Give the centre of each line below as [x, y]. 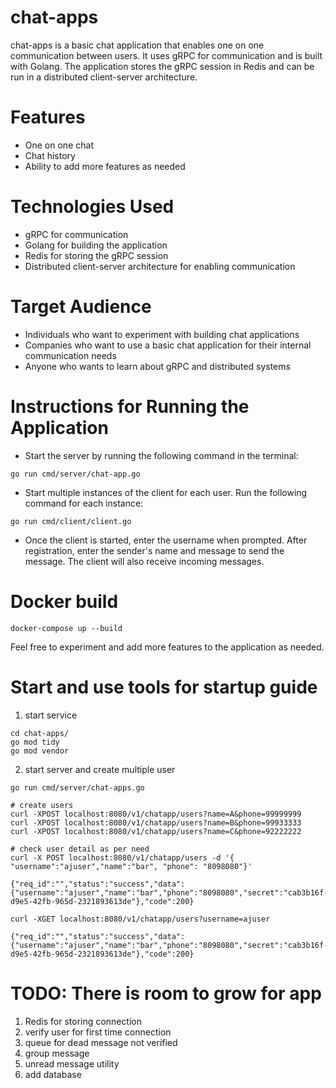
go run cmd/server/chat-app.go [75, 474]
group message [57, 1053]
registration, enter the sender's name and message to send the [154, 550]
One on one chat [59, 145]
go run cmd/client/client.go [71, 521]
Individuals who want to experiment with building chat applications [162, 334]
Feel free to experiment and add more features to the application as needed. [167, 647]
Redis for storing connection [83, 1021]
